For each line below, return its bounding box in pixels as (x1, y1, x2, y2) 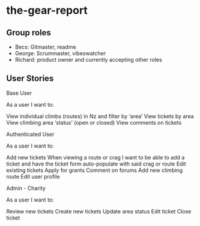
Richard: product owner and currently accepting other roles (14, 56, 162, 63)
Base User (6, 89, 32, 97)
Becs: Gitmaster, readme (14, 43, 76, 50)
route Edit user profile (6, 173, 60, 180)
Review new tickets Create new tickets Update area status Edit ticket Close (6, 207, 192, 215)
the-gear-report (6, 4, 88, 17)
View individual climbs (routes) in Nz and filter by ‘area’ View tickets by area (6, 112, 194, 120)
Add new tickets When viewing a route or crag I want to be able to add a (6, 153, 185, 161)
